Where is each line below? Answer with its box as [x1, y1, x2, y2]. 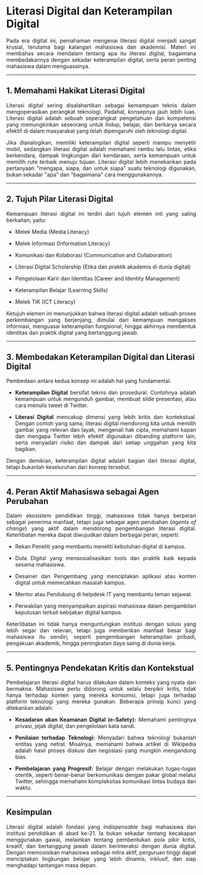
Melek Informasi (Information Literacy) [14, 240, 110, 247]
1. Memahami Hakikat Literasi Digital [6, 86, 145, 96]
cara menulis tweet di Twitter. [14, 402, 89, 409]
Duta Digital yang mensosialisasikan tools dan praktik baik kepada [14, 555, 196, 562]
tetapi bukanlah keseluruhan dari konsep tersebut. [6, 464, 131, 471]
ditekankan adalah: [6, 705, 53, 711]
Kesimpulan [6, 807, 52, 817]
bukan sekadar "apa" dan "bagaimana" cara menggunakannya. [6, 170, 163, 178]
